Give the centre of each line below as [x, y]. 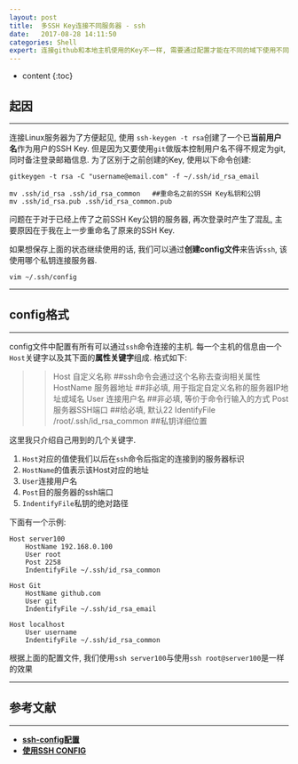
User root [43, 554]
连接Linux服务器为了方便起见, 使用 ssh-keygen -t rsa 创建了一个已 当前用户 [145, 137]
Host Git [25, 585]
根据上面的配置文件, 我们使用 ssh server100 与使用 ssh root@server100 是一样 [147, 657]
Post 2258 [43, 562]
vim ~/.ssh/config [43, 277]
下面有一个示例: [38, 522]
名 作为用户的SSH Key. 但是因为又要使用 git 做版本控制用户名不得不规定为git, [148, 149]
